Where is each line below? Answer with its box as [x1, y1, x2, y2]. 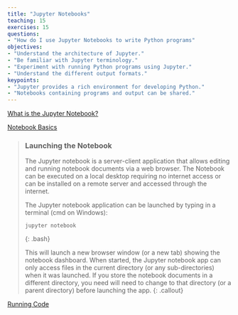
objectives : [7, 43, 43, 50]
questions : [7, 30, 40, 38]
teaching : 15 [7, 17, 46, 24]
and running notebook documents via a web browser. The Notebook [24, 164, 225, 173]
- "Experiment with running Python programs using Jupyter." [7, 63, 193, 70]
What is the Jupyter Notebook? [7, 110, 99, 118]
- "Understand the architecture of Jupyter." [7, 50, 144, 58]
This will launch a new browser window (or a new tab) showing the [24, 248, 220, 257]
